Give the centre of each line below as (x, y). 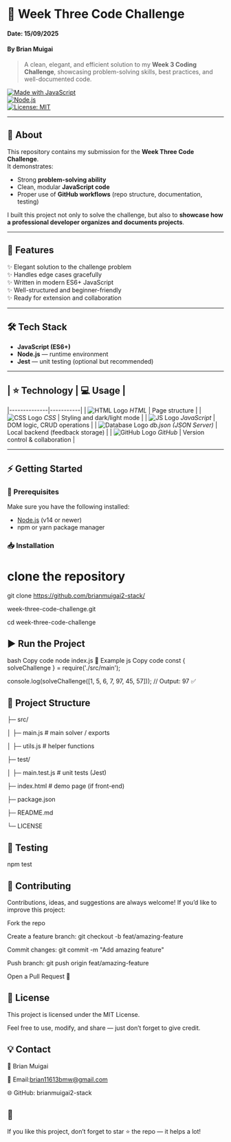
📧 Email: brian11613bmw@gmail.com (57, 1079)
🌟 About (25, 135)
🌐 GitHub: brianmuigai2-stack (49, 1092)
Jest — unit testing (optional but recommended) (85, 362)
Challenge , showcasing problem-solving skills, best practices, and (118, 72)
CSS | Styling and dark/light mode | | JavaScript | (129, 418)
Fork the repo (26, 923)
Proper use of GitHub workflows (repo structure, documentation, (110, 194)
